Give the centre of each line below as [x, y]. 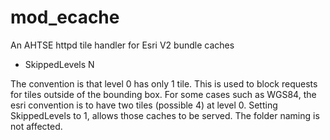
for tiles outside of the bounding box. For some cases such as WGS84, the [163, 94]
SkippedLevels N [59, 64]
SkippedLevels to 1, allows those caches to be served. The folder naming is [165, 115]
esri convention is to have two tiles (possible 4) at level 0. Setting [144, 105]
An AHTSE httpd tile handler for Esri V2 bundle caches [122, 45]
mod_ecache [65, 17]
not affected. [36, 126]
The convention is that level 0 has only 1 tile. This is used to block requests [164, 83]
